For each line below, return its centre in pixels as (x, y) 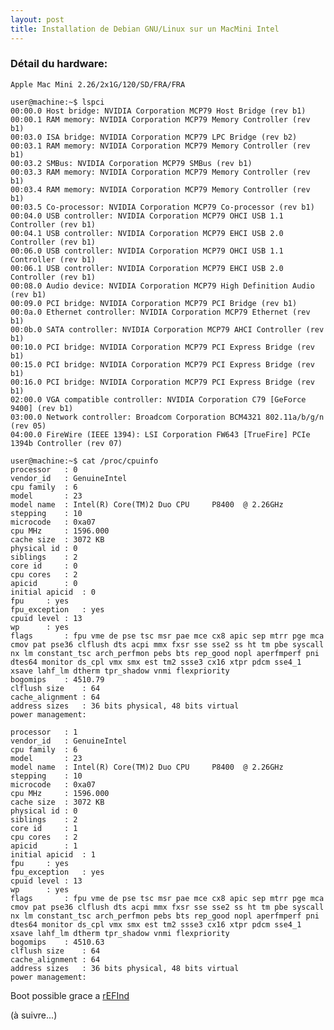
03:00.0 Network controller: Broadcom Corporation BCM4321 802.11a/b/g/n (167, 417)
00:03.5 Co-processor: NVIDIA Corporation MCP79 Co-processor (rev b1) (162, 207)
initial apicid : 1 (53, 854)
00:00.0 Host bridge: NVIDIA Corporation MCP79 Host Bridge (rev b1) (158, 111)
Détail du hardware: (59, 64)
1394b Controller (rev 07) (66, 443)
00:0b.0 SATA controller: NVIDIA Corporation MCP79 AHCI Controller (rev (167, 329)
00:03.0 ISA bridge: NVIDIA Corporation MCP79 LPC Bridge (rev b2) (154, 137)
